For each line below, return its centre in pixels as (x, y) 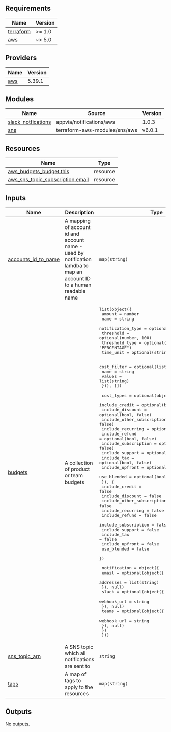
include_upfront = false (130, 544)
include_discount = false (132, 496)
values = (112, 376)
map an (73, 272)
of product (77, 469)
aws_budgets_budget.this (39, 172)
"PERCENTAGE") (115, 348)
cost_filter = (115, 367)
